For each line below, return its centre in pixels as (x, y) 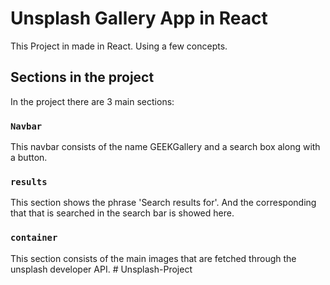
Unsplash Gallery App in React (139, 18)
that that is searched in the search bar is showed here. (122, 213)
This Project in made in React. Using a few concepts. (119, 46)
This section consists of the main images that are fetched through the (153, 258)
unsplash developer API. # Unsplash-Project (101, 269)
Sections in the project (82, 77)
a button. (29, 158)
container (34, 238)
